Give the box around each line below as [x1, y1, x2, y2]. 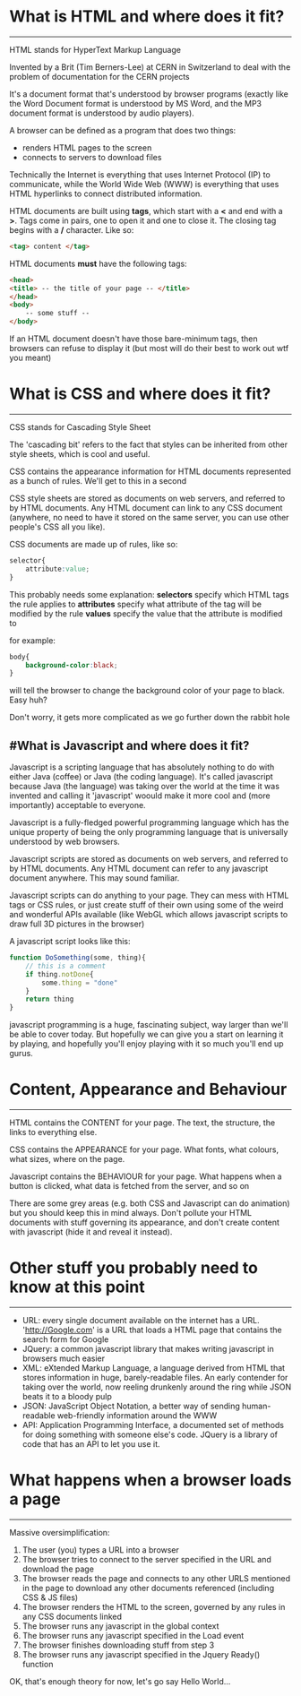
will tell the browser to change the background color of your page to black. [9, 685, 285, 696]
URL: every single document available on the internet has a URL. [21, 1315, 260, 1326]
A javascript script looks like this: [9, 936, 131, 947]
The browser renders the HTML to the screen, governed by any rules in [21, 1602, 286, 1612]
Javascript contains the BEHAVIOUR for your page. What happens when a [9, 1171, 282, 1182]
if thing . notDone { [25, 969, 94, 978]
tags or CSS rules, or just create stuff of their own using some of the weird [9, 900, 284, 910]
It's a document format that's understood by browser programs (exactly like [9, 88, 288, 99]
